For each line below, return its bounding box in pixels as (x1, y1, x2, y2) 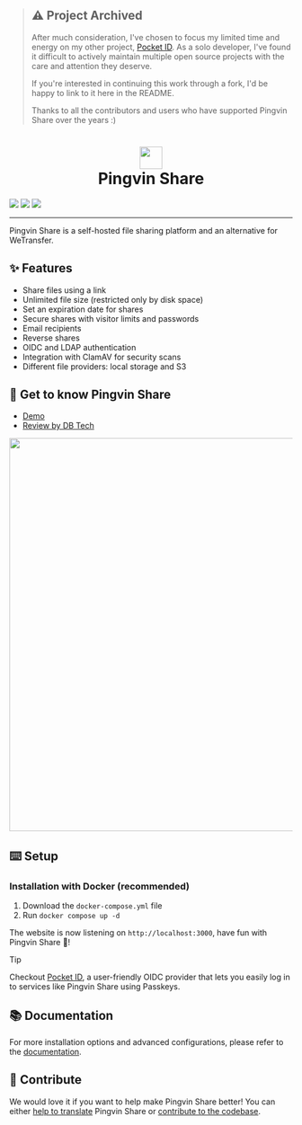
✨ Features (9, 261, 73, 276)
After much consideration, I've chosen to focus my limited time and (31, 31, 280, 42)
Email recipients (22, 323, 82, 333)
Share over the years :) (31, 114, 117, 125)
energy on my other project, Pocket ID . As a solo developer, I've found (31, 41, 291, 52)
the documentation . (9, 1046, 83, 1057)
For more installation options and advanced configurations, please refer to (9, 1036, 284, 1047)
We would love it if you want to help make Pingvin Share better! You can (9, 1096, 276, 1107)
